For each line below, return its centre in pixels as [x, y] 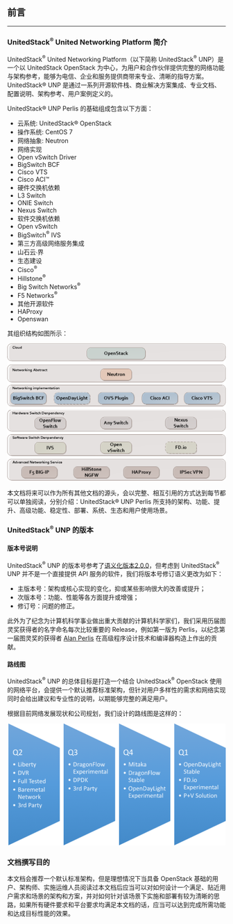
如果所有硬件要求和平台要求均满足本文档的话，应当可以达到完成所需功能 [122, 905]
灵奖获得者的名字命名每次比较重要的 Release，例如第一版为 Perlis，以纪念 [113, 630]
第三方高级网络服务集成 [51, 243]
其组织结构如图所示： [37, 333]
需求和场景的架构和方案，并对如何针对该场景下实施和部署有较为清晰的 [113, 896]
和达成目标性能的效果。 [41, 914]
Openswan [33, 319]
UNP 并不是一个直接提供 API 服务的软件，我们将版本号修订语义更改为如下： [115, 574]
